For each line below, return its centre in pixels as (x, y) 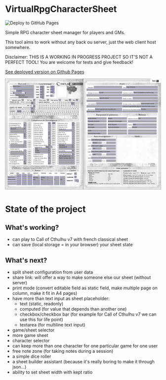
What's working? (32, 227)
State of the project (45, 209)
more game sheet (30, 335)
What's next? (26, 260)
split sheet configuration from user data (53, 272)
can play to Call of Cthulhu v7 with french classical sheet (70, 239)
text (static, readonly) (41, 304)
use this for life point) (41, 320)
